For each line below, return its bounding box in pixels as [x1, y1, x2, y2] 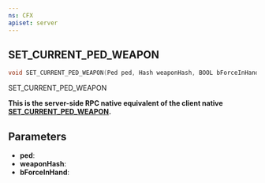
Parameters [8, 129, 67, 143]
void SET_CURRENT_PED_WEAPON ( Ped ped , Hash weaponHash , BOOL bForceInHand [8, 69, 259, 77]
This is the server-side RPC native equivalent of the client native [8, 99, 223, 108]
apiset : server [8, 19, 58, 27]
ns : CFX [8, 11, 34, 20]
